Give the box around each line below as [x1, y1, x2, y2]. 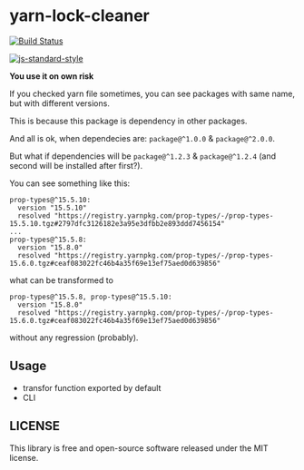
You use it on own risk [9, 70, 94, 82]
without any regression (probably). [9, 332, 139, 343]
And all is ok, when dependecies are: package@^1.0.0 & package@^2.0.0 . [9, 132, 275, 143]
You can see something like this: [9, 178, 131, 189]
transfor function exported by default [22, 382, 162, 393]
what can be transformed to [9, 274, 113, 286]
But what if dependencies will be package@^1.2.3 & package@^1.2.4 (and [9, 151, 277, 162]
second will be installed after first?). [9, 160, 143, 171]
